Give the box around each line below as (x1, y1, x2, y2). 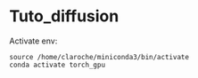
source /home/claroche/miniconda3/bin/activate (9, 52, 190, 61)
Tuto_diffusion (9, 6, 120, 27)
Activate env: (9, 35, 58, 46)
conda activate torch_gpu (9, 60, 105, 69)
